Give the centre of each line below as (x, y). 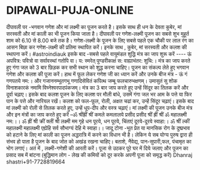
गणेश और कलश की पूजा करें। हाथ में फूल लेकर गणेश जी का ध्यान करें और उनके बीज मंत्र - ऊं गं (97, 74)
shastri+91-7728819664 (36, 162)
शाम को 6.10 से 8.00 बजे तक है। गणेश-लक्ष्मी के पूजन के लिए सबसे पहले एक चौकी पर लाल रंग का (100, 40)
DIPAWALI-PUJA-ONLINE (70, 10)
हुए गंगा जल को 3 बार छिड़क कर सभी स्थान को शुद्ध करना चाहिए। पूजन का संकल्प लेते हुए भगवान (98, 67)
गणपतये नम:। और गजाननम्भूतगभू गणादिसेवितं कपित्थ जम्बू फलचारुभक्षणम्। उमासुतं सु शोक (92, 81)
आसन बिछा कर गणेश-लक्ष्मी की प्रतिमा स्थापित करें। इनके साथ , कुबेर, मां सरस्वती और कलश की (97, 47)
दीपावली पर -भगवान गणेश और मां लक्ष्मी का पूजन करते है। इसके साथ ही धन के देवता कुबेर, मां (94, 27)
